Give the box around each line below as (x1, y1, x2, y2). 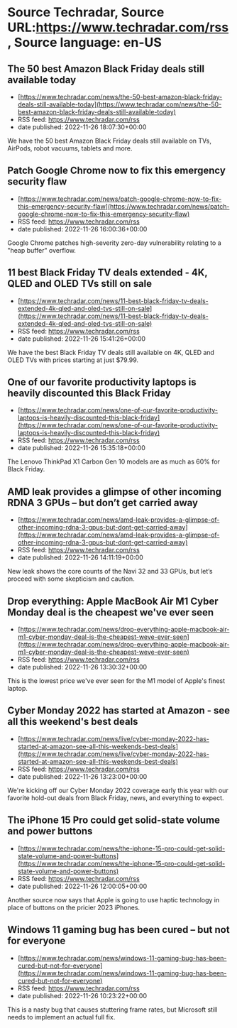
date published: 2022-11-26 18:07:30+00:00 (17, 123, 147, 131)
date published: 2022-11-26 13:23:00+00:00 (17, 772, 148, 781)
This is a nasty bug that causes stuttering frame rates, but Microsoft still (7, 1005, 218, 1014)
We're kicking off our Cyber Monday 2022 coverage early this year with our (7, 786, 228, 794)
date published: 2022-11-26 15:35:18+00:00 (17, 444, 145, 452)
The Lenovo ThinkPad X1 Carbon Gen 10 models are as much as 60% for (7, 457, 220, 466)
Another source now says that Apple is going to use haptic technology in (7, 895, 220, 904)
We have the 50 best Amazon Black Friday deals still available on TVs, (7, 136, 211, 145)
